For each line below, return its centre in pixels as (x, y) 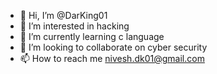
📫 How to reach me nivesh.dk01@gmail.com (112, 58)
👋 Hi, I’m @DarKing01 (63, 15)
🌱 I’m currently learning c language (92, 36)
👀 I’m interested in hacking (74, 26)
